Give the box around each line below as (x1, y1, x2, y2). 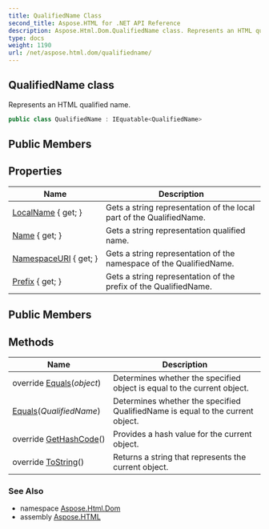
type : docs (8, 34, 45, 42)
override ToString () (12, 457, 85, 468)
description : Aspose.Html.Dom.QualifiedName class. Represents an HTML (8, 26, 252, 34)
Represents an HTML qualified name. (8, 99, 130, 109)
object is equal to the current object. (113, 383, 250, 394)
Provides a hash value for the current (113, 429, 252, 440)
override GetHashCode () (12, 434, 106, 445)
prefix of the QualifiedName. (105, 281, 212, 292)
